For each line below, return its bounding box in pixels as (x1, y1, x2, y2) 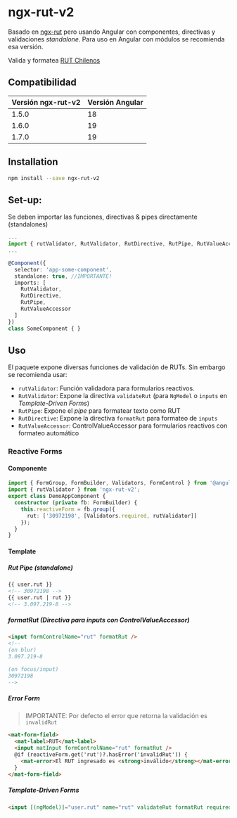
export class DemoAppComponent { (8, 493, 106, 500)
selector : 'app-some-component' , (14, 266, 113, 273)
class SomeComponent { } (8, 325, 81, 332)
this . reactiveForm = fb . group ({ (20, 506, 115, 513)
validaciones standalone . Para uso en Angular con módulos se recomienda (8, 34, 225, 43)
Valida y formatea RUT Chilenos (8, 56, 101, 64)
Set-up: (8, 194, 42, 206)
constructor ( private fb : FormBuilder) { (14, 499, 138, 506)
